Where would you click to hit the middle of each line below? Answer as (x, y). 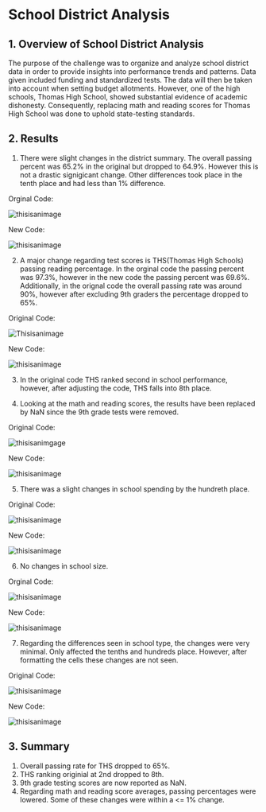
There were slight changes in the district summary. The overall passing (136, 157)
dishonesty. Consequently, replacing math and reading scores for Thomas (129, 105)
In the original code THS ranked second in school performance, (123, 379)
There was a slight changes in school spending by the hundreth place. (135, 489)
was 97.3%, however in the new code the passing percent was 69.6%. (135, 277)
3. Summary (39, 746)
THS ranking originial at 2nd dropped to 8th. (92, 774)
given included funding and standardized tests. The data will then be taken (130, 80)
